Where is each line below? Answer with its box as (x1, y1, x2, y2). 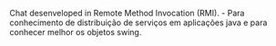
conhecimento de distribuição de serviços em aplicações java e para (9, 17, 268, 28)
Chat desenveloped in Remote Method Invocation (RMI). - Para (9, 8, 245, 18)
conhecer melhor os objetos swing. (9, 27, 142, 37)
